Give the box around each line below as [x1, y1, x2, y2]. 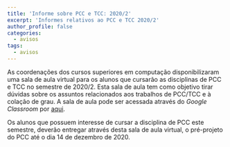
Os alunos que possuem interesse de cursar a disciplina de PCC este [7, 118, 204, 126]
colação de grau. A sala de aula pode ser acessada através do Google [7, 97, 207, 105]
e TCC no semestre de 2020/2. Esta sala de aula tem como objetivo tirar [7, 83, 213, 91]
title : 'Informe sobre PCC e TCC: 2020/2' [7, 10, 132, 17]
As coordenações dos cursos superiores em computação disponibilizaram [7, 67, 220, 76]
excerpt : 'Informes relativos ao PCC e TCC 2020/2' [7, 17, 159, 24]
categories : [7, 29, 42, 37]
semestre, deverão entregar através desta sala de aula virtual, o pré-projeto [7, 126, 223, 134]
